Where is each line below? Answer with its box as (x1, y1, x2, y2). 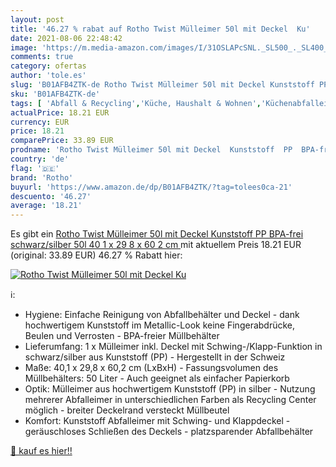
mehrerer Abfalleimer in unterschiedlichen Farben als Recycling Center (24, 394, 317, 406)
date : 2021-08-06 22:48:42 (10, 33, 123, 43)
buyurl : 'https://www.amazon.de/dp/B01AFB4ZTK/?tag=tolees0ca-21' (10, 182, 293, 192)
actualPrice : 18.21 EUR (10, 107, 110, 118)
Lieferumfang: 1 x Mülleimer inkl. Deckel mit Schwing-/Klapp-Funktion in (24, 341, 323, 353)
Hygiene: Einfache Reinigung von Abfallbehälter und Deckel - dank (24, 309, 300, 321)
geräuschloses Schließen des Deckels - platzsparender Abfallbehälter (24, 426, 314, 438)
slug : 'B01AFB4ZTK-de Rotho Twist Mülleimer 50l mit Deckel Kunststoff (10, 80, 315, 90)
